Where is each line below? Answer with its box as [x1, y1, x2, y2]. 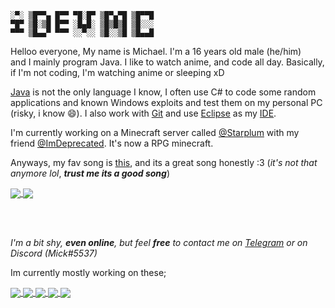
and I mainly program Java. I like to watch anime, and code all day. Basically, [10, 56, 325, 68]
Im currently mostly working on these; [10, 267, 167, 279]
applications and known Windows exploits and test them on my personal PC [10, 97, 323, 108]
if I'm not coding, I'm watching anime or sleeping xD [10, 67, 225, 78]
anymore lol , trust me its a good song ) [10, 167, 171, 179]
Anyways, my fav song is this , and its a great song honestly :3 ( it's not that [10, 157, 318, 168]
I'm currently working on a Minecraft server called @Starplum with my [10, 127, 300, 138]
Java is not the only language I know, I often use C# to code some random [10, 86, 317, 98]
